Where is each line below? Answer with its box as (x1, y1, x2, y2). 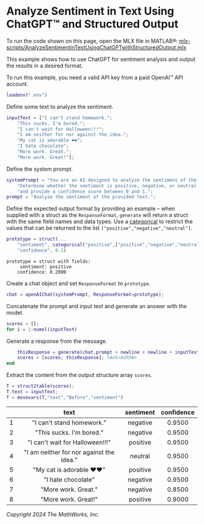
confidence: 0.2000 (17, 269, 67, 275)
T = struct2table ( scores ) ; (6, 383, 75, 390)
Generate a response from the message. (6, 337, 107, 345)
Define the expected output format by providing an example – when (6, 205, 175, 212)
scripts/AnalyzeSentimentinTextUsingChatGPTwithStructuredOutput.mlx (6, 44, 187, 51)
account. (6, 80, 29, 88)
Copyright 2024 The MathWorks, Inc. (6, 511, 100, 518)
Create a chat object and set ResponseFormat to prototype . (6, 280, 151, 287)
